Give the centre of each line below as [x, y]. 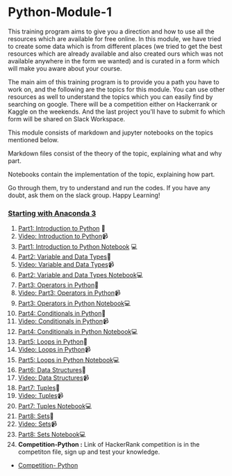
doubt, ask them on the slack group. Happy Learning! [84, 195]
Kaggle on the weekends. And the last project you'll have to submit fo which [116, 112]
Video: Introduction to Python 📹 [63, 236]
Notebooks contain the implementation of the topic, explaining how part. [111, 174]
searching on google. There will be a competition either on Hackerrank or [113, 104]
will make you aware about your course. [65, 68]
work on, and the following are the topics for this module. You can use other [116, 89]
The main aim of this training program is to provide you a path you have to [114, 82]
